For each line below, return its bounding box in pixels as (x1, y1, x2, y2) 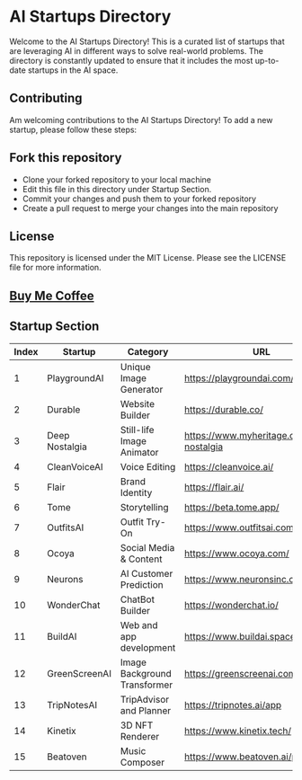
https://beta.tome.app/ (183, 501, 280, 513)
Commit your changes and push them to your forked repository (22, 193, 257, 204)
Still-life (120, 423, 155, 436)
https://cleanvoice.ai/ (183, 460, 274, 473)
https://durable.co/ (183, 403, 263, 415)
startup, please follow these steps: (9, 124, 138, 135)
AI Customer (120, 567, 173, 580)
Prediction (120, 578, 164, 590)
